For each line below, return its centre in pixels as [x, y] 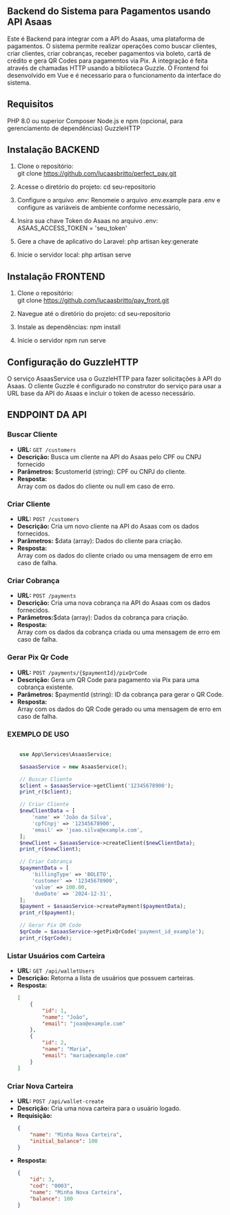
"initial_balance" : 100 [64, 1141]
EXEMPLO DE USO [38, 734]
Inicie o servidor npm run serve [62, 341]
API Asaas [30, 22]
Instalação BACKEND [53, 150]
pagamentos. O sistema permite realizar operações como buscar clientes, [112, 46]
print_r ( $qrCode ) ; [46, 938]
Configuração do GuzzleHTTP [73, 362]
